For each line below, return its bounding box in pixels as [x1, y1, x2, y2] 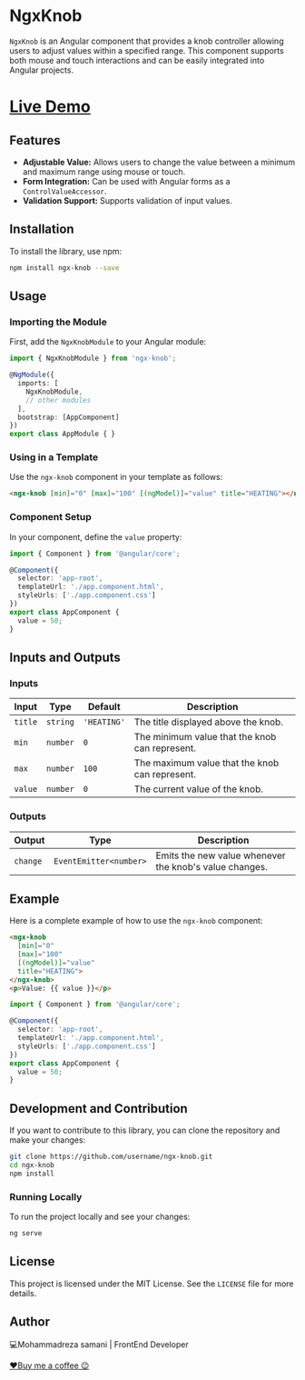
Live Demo [9, 96, 91, 117]
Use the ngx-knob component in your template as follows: [9, 472, 223, 483]
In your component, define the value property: [9, 531, 182, 542]
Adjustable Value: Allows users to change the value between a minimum [22, 156, 296, 167]
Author [9, 1315, 50, 1330]
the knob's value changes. [155, 860, 268, 873]
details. [9, 1287, 37, 1298]
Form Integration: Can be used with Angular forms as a [22, 175, 231, 186]
